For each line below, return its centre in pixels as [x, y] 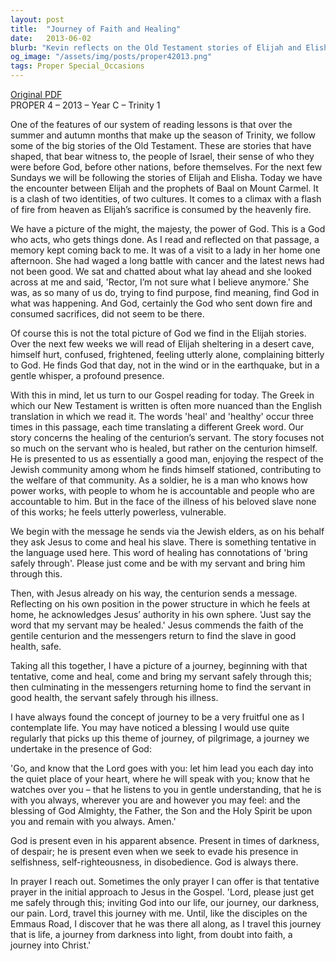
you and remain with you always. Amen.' [93, 821]
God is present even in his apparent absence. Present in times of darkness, [165, 840]
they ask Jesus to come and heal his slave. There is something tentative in [163, 542]
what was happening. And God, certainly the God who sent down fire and [161, 303]
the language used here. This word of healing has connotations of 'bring [159, 552]
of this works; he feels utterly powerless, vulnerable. [118, 512]
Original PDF [36, 94]
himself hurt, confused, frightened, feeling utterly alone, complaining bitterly [167, 354]
